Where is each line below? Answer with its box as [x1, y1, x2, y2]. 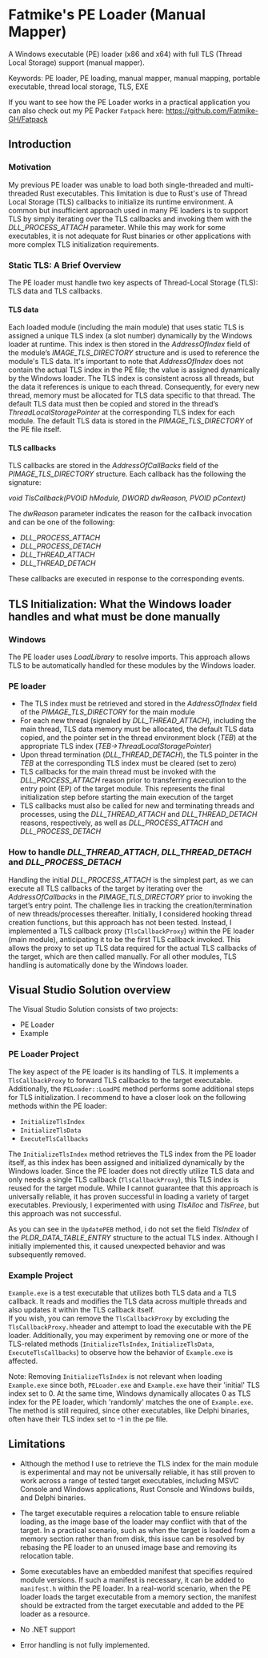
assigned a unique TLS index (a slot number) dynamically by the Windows [8, 331, 253, 341]
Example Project [8, 1269, 74, 1280]
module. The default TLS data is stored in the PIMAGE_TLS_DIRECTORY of [8, 416, 254, 426]
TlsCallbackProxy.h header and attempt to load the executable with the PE [8, 1322, 252, 1332]
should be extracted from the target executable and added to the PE [19, 1600, 245, 1610]
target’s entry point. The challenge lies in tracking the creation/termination [8, 900, 253, 910]
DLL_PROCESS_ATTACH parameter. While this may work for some [8, 222, 226, 232]
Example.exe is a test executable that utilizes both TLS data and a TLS [8, 1288, 238, 1298]
